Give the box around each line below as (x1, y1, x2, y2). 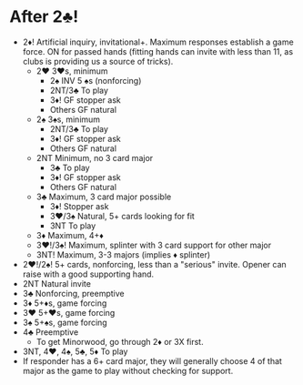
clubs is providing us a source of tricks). (22, 56, 174, 66)
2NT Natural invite (22, 278, 91, 289)
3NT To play (49, 220, 96, 231)
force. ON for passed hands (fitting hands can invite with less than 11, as (22, 46, 294, 56)
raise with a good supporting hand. (22, 268, 155, 279)
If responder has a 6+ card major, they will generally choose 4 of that (22, 355, 282, 366)
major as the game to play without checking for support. (22, 365, 234, 376)
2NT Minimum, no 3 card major (35, 152, 154, 163)
